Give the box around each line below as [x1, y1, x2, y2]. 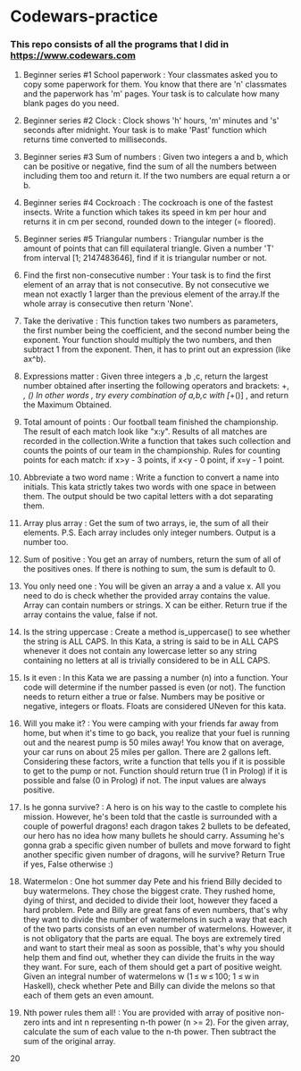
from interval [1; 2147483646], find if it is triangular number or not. [22, 253, 267, 264]
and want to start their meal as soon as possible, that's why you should [22, 942, 285, 953]
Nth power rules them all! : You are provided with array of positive [22, 1008, 265, 1018]
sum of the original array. [22, 1036, 116, 1047]
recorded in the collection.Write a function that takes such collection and [22, 436, 291, 447]
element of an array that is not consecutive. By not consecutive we [22, 280, 270, 290]
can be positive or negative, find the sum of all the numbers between [22, 161, 277, 172]
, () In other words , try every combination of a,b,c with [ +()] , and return [22, 390, 289, 401]
